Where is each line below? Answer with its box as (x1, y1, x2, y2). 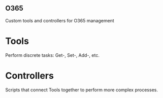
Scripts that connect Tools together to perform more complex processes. (5, 86, 158, 93)
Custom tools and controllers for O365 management (5, 17, 114, 23)
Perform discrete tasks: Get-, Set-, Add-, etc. (5, 52, 100, 58)
